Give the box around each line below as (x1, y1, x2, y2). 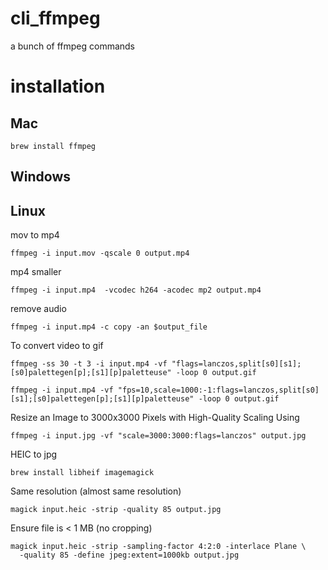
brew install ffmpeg (10, 141, 97, 151)
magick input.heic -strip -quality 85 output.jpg (10, 505, 222, 515)
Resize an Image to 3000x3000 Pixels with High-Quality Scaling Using (10, 412, 300, 424)
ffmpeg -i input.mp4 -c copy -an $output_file (10, 322, 208, 332)
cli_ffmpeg (10, 7, 101, 30)
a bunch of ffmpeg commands (10, 40, 136, 52)
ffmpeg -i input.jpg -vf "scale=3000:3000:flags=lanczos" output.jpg (10, 431, 307, 441)
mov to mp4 (10, 229, 60, 241)
